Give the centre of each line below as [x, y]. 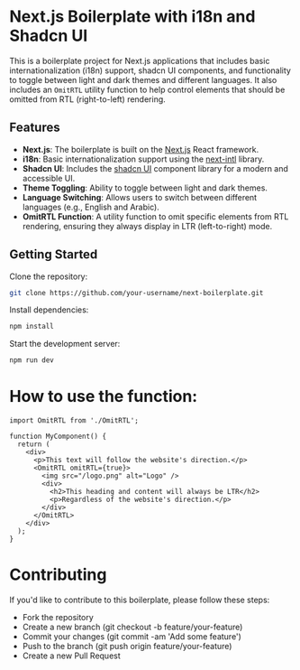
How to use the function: [104, 397]
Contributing [58, 575]
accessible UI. [49, 178]
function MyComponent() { [58, 437]
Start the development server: [65, 344]
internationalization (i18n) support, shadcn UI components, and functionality [150, 70]
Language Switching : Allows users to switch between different [140, 197]
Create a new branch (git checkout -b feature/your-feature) [132, 627]
